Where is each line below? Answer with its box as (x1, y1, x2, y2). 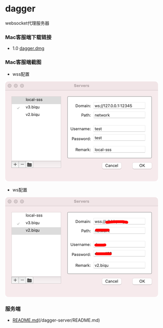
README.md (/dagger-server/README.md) (12, 317, 100, 323)
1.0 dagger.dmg (12, 45, 45, 51)
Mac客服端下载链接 (5, 33, 52, 40)
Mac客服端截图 (5, 59, 42, 66)
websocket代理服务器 (5, 20, 50, 26)
